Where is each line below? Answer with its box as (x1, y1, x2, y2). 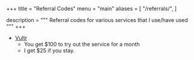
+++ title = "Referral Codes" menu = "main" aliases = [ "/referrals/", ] (6, 5, 177, 12)
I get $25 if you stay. (23, 47, 75, 54)
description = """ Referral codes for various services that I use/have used (6, 17, 188, 23)
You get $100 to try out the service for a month (23, 41, 140, 48)
